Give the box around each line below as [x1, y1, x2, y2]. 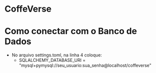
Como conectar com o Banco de [4, 26, 137, 37]
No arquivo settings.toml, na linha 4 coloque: [11, 52, 102, 58]
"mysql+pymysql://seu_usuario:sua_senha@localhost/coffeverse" [19, 62, 152, 69]
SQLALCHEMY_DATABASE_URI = [19, 57, 86, 63]
